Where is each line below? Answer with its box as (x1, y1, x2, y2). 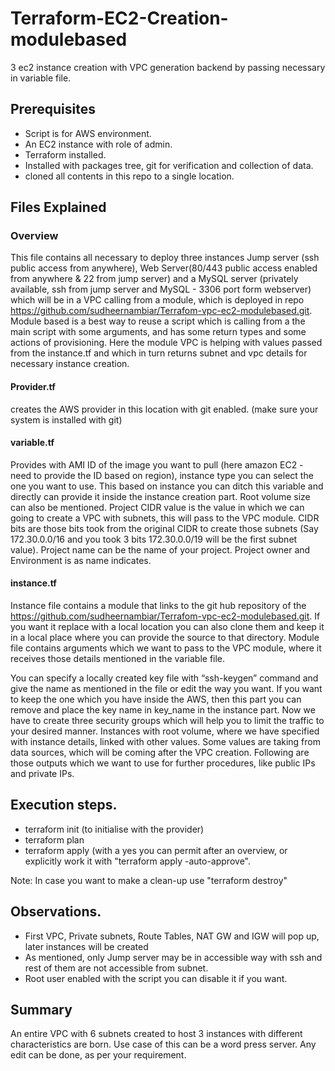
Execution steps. (10, 797, 118, 814)
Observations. (10, 903, 102, 921)
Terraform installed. (24, 148, 107, 161)
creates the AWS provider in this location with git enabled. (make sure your (10, 403, 319, 415)
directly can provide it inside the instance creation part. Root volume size (10, 490, 311, 502)
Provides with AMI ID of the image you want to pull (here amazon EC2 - (10, 458, 304, 471)
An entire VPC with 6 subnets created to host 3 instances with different (10, 1028, 303, 1040)
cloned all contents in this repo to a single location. (24, 170, 235, 182)
